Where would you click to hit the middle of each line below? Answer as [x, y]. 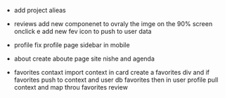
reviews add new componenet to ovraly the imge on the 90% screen [113, 24]
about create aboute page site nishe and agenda [84, 59]
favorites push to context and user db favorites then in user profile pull [116, 80]
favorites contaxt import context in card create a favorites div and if [111, 72]
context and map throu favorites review [71, 87]
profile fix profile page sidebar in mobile [72, 45]
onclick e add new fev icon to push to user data [83, 31]
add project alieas [40, 10]
